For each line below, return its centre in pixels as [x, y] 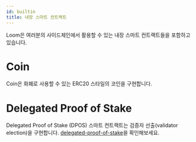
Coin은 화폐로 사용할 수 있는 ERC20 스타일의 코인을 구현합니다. [79, 84]
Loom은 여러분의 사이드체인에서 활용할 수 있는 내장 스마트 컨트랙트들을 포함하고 [98, 35]
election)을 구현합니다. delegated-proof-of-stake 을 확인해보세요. [83, 133]
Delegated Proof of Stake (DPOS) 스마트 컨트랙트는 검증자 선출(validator [92, 125]
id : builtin [21, 12]
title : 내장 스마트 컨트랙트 [36, 17]
